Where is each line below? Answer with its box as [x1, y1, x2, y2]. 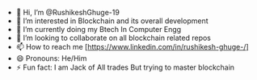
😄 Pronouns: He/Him [15, 54, 87, 63]
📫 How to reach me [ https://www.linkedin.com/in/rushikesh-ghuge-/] [15, 42, 249, 51]
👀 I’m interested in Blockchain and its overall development [15, 16, 209, 26]
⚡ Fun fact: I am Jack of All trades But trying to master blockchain [15, 62, 235, 72]
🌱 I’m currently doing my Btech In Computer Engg [15, 25, 182, 34]
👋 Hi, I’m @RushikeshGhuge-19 [15, 8, 120, 17]
